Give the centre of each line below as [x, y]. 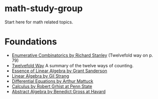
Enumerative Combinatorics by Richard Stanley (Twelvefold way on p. [82, 55]
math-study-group [44, 9]
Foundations [31, 42]
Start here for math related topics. [39, 22]
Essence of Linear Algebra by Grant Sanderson [60, 71]
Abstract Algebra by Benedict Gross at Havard [59, 91]
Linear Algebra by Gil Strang [40, 76]
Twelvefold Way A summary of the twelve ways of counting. [73, 65]
